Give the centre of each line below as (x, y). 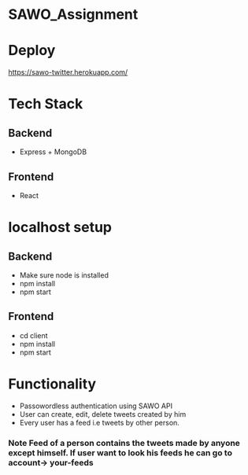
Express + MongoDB (53, 152)
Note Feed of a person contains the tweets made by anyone (124, 443)
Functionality (52, 384)
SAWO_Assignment (73, 15)
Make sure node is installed (64, 275)
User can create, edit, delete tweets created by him (103, 414)
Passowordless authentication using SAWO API (96, 406)
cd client (34, 335)
